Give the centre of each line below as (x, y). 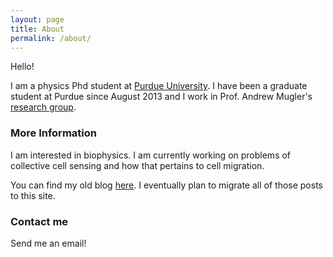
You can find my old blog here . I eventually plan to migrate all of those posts (166, 185)
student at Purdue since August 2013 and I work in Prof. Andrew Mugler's (161, 97)
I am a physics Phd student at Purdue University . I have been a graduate (159, 86)
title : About (37, 29)
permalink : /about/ (51, 38)
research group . (43, 107)
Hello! (22, 67)
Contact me (39, 221)
